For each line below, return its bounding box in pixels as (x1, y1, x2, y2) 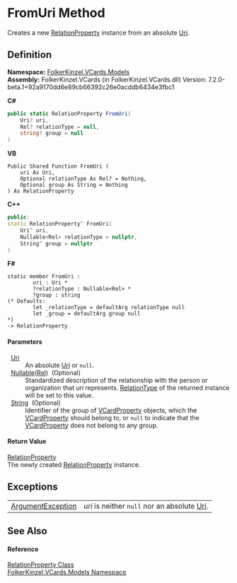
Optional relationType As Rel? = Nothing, (20, 175, 147, 183)
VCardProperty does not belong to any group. (25, 421, 158, 429)
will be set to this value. (25, 391, 94, 399)
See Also (7, 525, 47, 537)
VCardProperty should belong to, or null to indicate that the (25, 413, 200, 422)
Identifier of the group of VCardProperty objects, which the (25, 405, 197, 415)
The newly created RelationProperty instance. (7, 460, 141, 468)
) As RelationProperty (7, 187, 74, 195)
